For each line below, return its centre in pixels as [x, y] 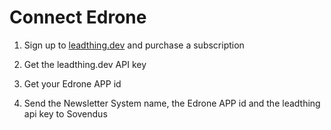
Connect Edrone [78, 17]
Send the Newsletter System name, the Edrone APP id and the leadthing [172, 103]
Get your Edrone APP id [72, 83]
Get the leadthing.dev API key [85, 64]
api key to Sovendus [65, 113]
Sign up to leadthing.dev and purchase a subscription [134, 45]
